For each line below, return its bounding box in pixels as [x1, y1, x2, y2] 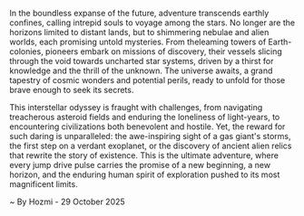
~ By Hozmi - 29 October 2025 [9, 196, 125, 207]
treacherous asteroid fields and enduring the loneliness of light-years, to [9, 112, 280, 122]
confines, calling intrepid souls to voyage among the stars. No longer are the [9, 17, 296, 28]
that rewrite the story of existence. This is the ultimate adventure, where [9, 150, 279, 161]
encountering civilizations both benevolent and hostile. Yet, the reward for [9, 121, 286, 132]
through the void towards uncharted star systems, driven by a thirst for [9, 56, 274, 66]
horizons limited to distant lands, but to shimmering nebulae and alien [9, 27, 270, 37]
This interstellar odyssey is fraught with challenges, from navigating [9, 102, 263, 112]
